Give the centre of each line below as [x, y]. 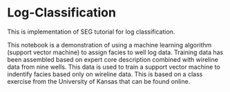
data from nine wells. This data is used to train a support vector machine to [114, 67]
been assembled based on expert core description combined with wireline [113, 59]
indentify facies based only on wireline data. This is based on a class [105, 74]
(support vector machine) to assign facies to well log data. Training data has [115, 52]
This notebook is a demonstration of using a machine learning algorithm [109, 45]
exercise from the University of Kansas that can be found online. [99, 81]
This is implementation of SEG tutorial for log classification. [91, 32]
